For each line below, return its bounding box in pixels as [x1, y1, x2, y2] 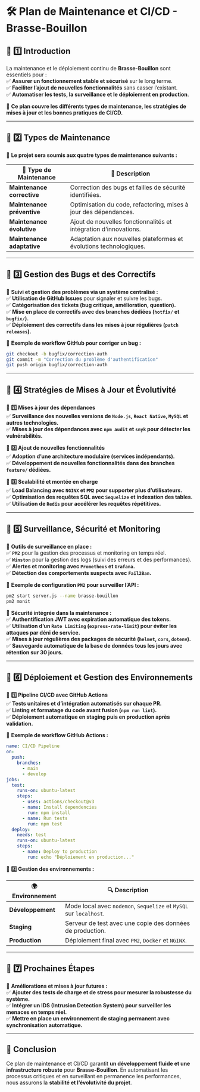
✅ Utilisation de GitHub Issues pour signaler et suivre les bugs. [6, 295, 162, 302]
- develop [21, 771, 46, 777]
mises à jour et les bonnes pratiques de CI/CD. [6, 109, 123, 116]
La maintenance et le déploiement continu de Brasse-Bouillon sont [6, 65, 171, 72]
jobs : [6, 777, 20, 782]
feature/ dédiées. [6, 466, 51, 474]
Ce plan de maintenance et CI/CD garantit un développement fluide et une [6, 1060, 190, 1068]
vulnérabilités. [6, 432, 43, 440]
